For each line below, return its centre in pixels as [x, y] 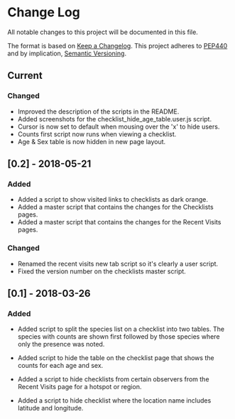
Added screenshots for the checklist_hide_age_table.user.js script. [114, 119]
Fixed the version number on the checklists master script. [102, 271]
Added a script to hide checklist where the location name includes [114, 401]
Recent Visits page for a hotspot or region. [80, 387]
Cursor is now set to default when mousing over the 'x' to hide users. [119, 126]
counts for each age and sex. [60, 366]
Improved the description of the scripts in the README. [98, 111]
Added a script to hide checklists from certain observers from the [113, 379]
